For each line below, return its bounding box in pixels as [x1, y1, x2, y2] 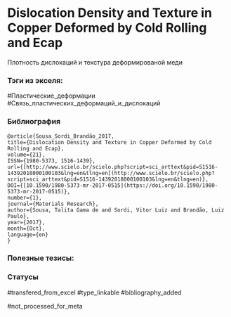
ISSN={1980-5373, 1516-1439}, [7, 157, 96, 164]
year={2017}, [7, 219, 46, 226]
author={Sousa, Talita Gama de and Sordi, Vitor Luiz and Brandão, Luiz [7, 206, 225, 214]
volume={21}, [7, 151, 46, 158]
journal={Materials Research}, [7, 200, 99, 207]
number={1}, [7, 194, 42, 201]
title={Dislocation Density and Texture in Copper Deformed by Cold [7, 138, 212, 145]
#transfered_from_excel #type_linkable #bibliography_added [7, 288, 182, 297]
